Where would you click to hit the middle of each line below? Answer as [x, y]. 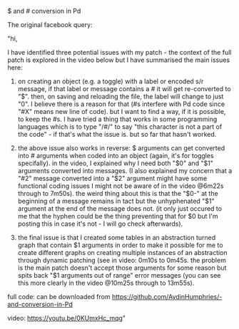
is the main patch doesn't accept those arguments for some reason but [122, 268]
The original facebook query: [50, 25]
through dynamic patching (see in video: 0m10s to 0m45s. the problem [122, 260]
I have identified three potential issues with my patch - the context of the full [119, 52]
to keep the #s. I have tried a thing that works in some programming [117, 119]
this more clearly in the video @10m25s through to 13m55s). [106, 283]
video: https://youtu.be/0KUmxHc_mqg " [67, 318]
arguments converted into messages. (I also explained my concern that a [125, 171]
